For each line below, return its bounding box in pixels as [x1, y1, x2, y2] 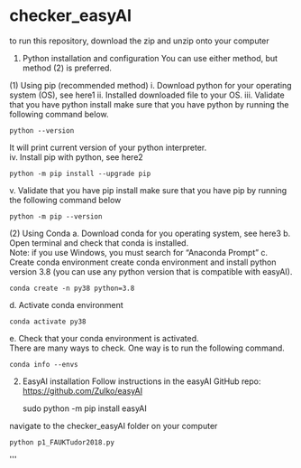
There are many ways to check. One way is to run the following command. [9, 342, 286, 353]
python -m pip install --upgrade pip [9, 169, 151, 178]
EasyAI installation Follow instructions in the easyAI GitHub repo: [22, 376, 261, 387]
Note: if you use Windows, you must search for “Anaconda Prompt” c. [9, 247, 269, 257]
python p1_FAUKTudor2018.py [9, 437, 115, 447]
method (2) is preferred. [22, 62, 113, 73]
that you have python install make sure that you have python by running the [9, 98, 289, 109]
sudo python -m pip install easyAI [22, 403, 147, 414]
